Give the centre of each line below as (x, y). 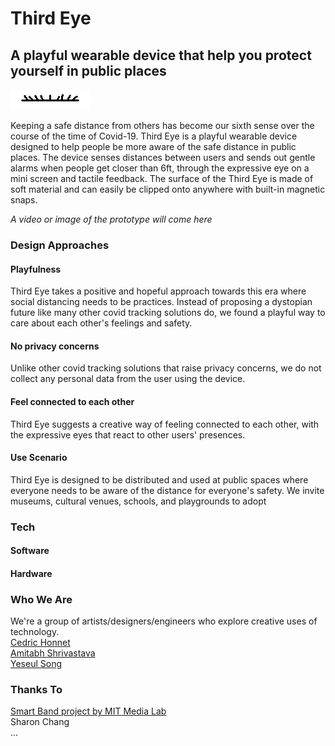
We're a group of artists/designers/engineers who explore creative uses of (164, 621)
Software (30, 551)
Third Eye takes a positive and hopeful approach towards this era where (158, 291)
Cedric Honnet (40, 643)
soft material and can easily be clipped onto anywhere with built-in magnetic (168, 189)
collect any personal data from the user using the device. (128, 379)
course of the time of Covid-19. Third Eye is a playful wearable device (154, 136)
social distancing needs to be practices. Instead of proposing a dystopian (161, 302)
